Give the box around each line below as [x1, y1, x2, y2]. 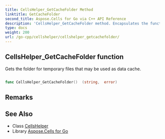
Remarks [5, 93, 33, 101]
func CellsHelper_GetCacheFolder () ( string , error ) [5, 80, 118, 84]
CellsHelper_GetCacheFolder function [5, 53, 124, 61]
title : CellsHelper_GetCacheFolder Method [5, 7, 93, 12]
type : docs [5, 26, 27, 30]
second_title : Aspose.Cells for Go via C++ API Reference [5, 16, 126, 21]
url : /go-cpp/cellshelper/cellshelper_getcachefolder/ [5, 35, 120, 40]
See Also [5, 110, 33, 118]
